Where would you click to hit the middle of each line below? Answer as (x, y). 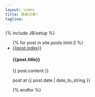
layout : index (20, 10)
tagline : (14, 19)
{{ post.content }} (30, 71)
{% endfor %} (27, 90)
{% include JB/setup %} (30, 33)
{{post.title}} (26, 59)
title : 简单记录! (22, 14)
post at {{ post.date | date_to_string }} (51, 80)
